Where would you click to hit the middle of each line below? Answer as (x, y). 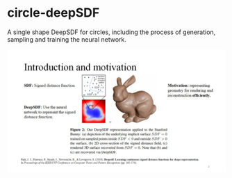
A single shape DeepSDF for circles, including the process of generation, (111, 32)
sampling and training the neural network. (67, 39)
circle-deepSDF (53, 13)
